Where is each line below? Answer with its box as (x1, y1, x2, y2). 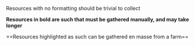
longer (6, 22, 22, 29)
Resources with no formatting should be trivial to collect (6, 5, 141, 11)
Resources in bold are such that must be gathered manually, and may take (6, 16, 189, 22)
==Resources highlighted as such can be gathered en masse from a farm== (6, 33, 189, 40)
